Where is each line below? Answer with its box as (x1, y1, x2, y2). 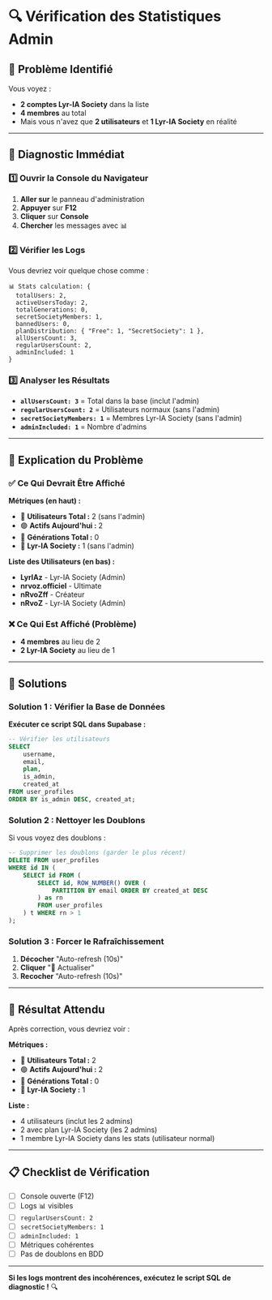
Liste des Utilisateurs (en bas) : (8, 556, 115, 566)
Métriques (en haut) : (8, 496, 81, 505)
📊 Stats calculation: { (8, 282, 91, 290)
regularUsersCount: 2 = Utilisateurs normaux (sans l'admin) (19, 405, 220, 414)
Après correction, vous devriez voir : (8, 1023, 130, 1033)
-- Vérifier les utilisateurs (8, 735, 111, 743)
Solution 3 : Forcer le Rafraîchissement (8, 935, 164, 946)
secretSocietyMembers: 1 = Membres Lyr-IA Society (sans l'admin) (19, 414, 243, 423)
